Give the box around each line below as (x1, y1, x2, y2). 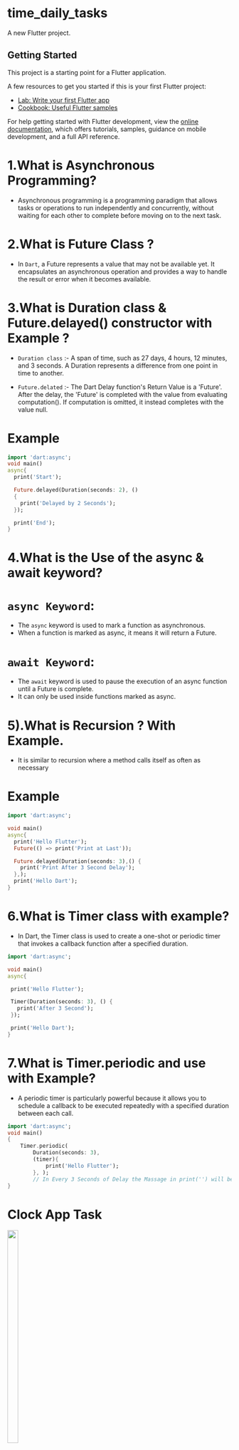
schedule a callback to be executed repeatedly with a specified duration (17, 1101, 230, 1109)
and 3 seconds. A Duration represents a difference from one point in (17, 361, 218, 370)
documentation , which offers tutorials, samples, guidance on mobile (7, 125, 206, 133)
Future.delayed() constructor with (7, 315, 213, 331)
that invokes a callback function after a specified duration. (17, 939, 188, 948)
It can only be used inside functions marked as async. (17, 693, 176, 701)
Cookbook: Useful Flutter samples (17, 103, 118, 112)
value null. (17, 405, 48, 414)
